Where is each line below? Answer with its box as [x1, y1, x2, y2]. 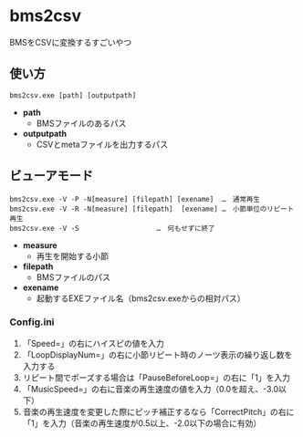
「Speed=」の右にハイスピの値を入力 [22, 338, 164, 349]
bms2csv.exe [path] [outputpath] [9, 90, 137, 100]
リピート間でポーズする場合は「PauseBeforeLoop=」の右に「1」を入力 [22, 371, 290, 383]
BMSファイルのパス [36, 271, 111, 283]
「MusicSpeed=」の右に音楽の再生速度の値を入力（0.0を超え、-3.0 [22, 383, 279, 394]
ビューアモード [9, 168, 94, 183]
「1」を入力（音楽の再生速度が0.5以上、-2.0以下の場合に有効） [22, 417, 262, 429]
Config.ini [9, 316, 55, 328]
